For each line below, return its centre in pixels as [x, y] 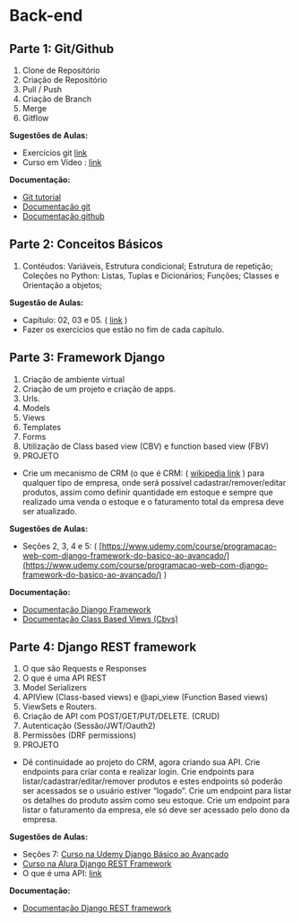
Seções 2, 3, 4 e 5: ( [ [62, 546]
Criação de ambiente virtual [73, 379]
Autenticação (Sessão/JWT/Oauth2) [89, 726]
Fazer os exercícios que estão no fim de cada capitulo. [123, 329]
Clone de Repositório [61, 70]
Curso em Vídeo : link [62, 162]
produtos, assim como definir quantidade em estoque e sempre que [147, 492]
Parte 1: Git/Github [62, 49]
